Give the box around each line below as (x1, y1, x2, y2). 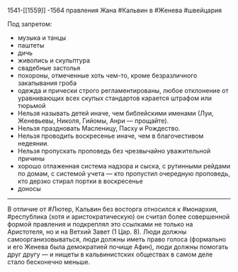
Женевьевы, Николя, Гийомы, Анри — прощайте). (17, 116, 169, 125)
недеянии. (17, 139, 50, 148)
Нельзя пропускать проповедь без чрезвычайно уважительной (17, 147, 211, 155)
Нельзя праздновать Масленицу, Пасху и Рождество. (17, 124, 181, 132)
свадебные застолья (17, 64, 81, 72)
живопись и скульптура (17, 56, 91, 65)
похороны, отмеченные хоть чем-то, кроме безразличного (17, 71, 198, 80)
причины (17, 154, 45, 163)
